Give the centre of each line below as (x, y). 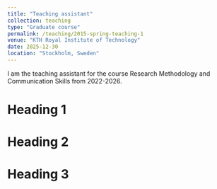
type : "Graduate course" (44, 27)
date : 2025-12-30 (33, 47)
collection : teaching (39, 21)
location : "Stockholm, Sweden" (53, 54)
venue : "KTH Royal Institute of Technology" (74, 40)
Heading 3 (38, 174)
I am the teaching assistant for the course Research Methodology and (109, 73)
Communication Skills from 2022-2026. (65, 81)
